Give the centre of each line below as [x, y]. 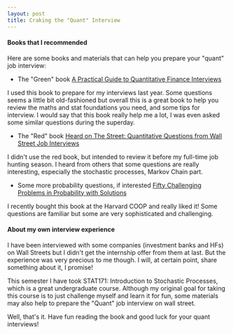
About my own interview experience [61, 230]
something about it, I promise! [50, 267]
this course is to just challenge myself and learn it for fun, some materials [113, 296]
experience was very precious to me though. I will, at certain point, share [112, 260]
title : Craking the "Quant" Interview [64, 20]
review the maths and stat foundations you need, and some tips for [104, 107]
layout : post [26, 14]
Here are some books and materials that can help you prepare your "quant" [116, 58]
